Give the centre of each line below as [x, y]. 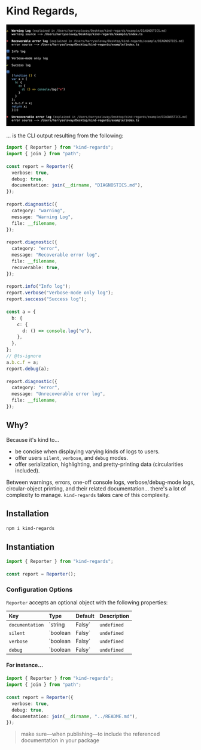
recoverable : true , [36, 267]
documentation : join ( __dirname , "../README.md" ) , [74, 716]
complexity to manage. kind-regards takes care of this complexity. [88, 495]
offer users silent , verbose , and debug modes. [71, 457]
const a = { [21, 312]
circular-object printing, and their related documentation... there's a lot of [96, 488]
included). [27, 470]
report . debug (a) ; [28, 369]
